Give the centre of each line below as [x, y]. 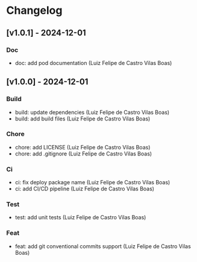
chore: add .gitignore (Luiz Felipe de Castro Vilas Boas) [83, 154]
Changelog [34, 11]
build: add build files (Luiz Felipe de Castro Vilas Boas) [83, 119]
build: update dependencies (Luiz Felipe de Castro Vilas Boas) [92, 112]
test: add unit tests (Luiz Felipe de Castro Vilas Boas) [80, 217]
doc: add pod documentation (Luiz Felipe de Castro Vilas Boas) [93, 63]
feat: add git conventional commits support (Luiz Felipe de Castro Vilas [103, 246]
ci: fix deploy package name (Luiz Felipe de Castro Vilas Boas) [92, 182]
